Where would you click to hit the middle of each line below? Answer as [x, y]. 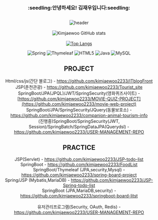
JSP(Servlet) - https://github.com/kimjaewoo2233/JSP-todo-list [79, 159]
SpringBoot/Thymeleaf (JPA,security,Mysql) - [79, 169]
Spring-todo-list [79, 185]
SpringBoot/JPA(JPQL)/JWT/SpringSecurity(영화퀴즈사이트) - [79, 93]
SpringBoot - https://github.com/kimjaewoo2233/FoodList [79, 164]
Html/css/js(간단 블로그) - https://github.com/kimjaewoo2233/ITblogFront [79, 81]
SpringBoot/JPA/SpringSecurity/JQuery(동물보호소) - [79, 110]
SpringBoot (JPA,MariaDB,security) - [79, 191]
